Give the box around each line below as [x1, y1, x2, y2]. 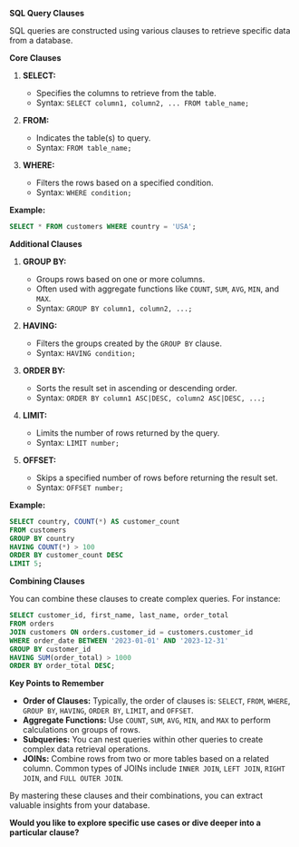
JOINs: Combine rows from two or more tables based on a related [22, 753, 270, 764]
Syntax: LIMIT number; [35, 437, 120, 448]
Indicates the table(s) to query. [35, 133, 151, 143]
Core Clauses [9, 53, 62, 63]
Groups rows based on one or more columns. [35, 273, 206, 284]
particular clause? [9, 827, 80, 838]
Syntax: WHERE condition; [35, 187, 132, 198]
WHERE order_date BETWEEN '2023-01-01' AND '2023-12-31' [9, 635, 229, 645]
